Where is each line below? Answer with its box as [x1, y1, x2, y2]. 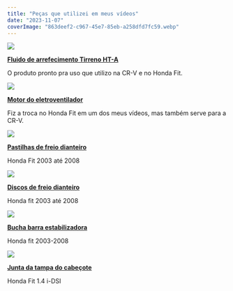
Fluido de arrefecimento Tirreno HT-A [7, 55, 119, 64]
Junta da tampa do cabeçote [7, 263, 92, 272]
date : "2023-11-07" [7, 17, 64, 24]
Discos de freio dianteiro [7, 183, 80, 192]
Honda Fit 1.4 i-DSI [7, 277, 61, 285]
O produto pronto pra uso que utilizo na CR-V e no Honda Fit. [7, 69, 183, 77]
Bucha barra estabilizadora [7, 223, 88, 232]
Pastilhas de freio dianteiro [7, 143, 87, 151]
